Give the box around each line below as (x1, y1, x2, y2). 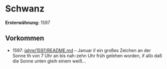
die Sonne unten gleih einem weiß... (12, 58, 86, 64)
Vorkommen (5, 34, 44, 42)
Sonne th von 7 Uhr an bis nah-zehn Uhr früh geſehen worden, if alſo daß (12, 52, 163, 58)
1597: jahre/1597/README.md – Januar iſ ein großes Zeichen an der (12, 47, 151, 53)
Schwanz (5, 3, 45, 14)
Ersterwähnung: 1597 (5, 19, 50, 25)
